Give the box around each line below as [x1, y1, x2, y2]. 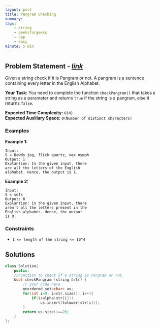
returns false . [5, 100, 33, 106]
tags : [5, 21, 16, 26]
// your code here [23, 282, 61, 287]
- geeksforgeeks [14, 30, 48, 35]
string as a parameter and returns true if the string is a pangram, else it [5, 95, 150, 101]
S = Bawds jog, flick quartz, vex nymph [5, 152, 90, 158]
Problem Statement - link [5, 62, 83, 70]
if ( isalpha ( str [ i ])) [31, 295, 74, 300]
